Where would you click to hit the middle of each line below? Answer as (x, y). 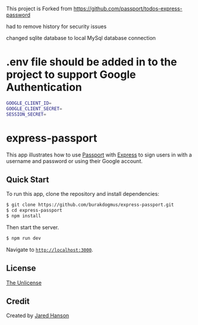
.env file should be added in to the (92, 62)
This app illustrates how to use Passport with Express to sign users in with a (99, 155)
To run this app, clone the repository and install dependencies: (83, 194)
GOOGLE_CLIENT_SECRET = (34, 109)
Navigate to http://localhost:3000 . (50, 249)
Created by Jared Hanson (38, 315)
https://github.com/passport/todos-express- (128, 9)
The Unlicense (24, 283)
